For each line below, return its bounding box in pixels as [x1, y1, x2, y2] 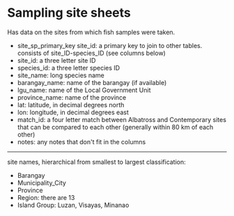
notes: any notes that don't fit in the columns [17, 137, 146, 146]
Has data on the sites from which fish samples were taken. [7, 28, 175, 36]
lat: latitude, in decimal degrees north [17, 100, 125, 109]
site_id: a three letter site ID [17, 56, 96, 64]
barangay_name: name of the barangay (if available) [17, 78, 167, 86]
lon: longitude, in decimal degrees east [17, 108, 129, 116]
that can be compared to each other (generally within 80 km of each [17, 123, 214, 131]
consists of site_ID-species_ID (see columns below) [17, 49, 166, 57]
